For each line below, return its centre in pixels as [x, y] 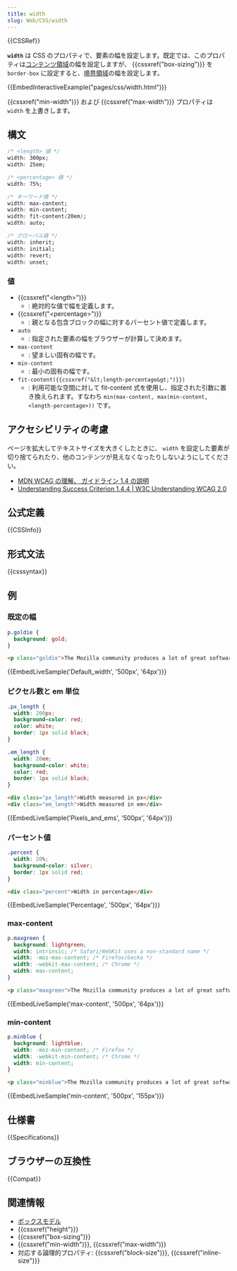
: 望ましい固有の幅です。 [64, 355]
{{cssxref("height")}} [48, 1229]
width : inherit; [31, 242]
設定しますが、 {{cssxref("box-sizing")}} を [150, 64]
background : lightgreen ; [50, 944]
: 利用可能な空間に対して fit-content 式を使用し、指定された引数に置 [127, 387]
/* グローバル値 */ [33, 236]
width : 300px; [28, 158]
